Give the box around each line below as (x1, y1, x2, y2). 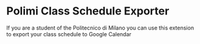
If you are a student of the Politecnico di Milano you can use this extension (6, 24, 194, 31)
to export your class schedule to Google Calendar (6, 30, 131, 37)
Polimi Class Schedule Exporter (6, 4, 169, 18)
